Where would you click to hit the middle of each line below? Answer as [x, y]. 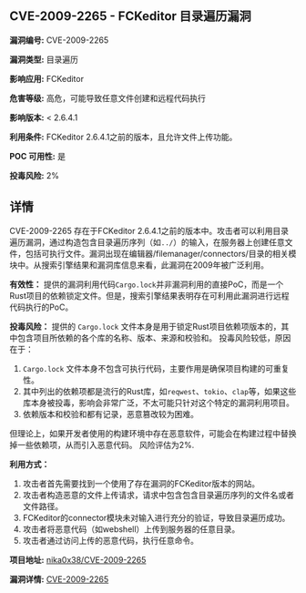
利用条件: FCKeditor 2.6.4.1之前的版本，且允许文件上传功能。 [123, 137]
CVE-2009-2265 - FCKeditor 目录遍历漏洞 [131, 16]
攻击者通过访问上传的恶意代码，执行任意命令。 [110, 540]
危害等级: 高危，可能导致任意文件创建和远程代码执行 [108, 97]
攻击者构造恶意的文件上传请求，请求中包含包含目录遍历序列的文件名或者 [158, 495]
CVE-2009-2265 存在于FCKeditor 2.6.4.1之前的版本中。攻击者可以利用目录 [149, 230]
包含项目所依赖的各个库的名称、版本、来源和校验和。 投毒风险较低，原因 [154, 337]
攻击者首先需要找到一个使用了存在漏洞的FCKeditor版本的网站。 [141, 483]
